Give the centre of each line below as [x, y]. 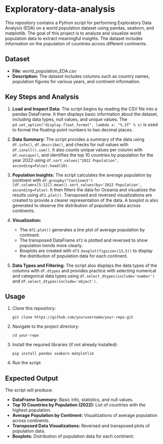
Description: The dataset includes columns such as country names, [81, 76]
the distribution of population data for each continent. [74, 256]
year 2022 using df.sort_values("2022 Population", [66, 160]
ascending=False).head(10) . [40, 165]
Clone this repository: [34, 308]
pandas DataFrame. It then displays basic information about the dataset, [85, 114]
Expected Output [32, 378]
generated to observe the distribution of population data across [76, 205]
